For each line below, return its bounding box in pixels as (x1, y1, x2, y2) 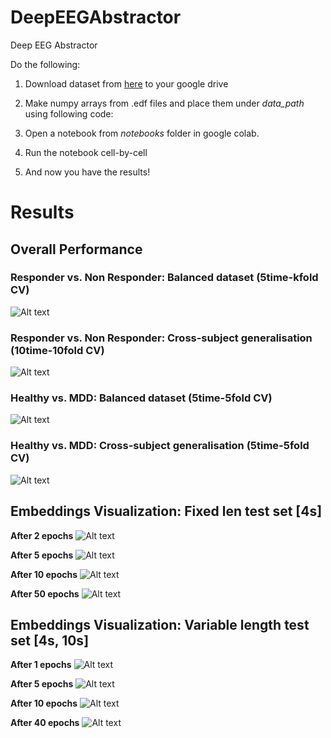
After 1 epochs (10, 659, 72, 671)
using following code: (24, 107, 114, 120)
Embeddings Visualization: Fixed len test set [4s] (10, 503, 323, 520)
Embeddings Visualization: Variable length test (10, 616, 310, 633)
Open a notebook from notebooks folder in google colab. (24, 127, 260, 139)
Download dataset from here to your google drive (24, 77, 229, 90)
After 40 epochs (10, 717, 80, 729)
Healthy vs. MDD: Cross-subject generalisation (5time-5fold (10, 439, 310, 453)
